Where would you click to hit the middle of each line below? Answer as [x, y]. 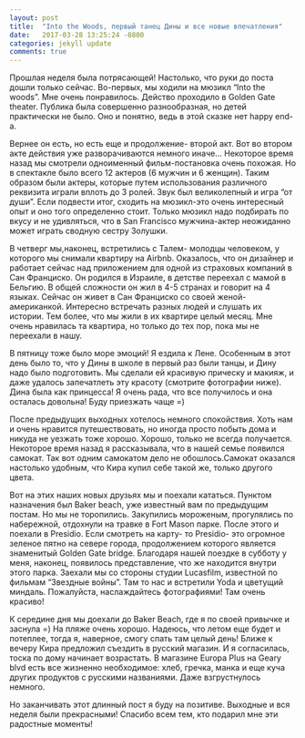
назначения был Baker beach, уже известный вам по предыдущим [139, 505]
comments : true [38, 52]
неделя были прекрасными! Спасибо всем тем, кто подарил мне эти [144, 714]
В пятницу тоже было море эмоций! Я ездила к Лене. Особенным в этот [150, 354]
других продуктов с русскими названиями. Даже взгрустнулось [135, 677]
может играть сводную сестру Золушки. [89, 231]
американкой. [37, 307]
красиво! [27, 601]
